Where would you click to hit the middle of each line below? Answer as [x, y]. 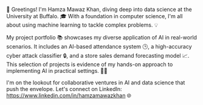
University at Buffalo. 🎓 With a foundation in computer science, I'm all [95, 16]
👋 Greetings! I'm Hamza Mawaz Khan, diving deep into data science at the [99, 9]
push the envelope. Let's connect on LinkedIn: [64, 89]
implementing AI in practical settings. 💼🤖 [57, 71]
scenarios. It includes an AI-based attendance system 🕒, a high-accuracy [99, 46]
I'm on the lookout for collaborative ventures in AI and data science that [96, 83]
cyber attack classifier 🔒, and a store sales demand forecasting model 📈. [98, 56]
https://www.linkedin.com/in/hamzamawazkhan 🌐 [69, 95]
